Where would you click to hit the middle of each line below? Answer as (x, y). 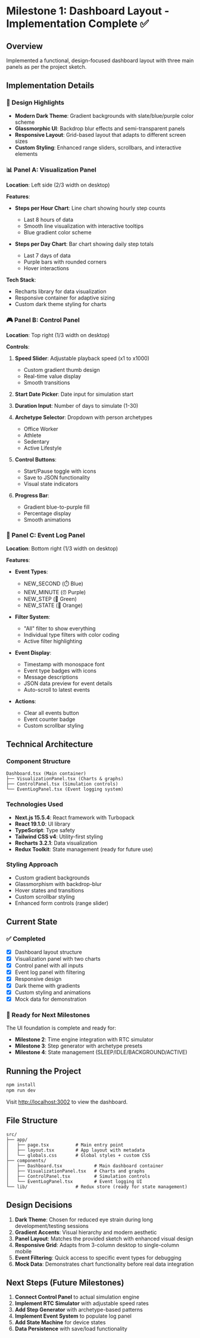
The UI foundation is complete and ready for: (61, 1028)
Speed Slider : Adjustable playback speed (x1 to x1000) (82, 358)
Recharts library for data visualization (60, 291)
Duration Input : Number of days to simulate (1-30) (76, 406)
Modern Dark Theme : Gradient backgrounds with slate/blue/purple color (104, 115)
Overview (25, 46)
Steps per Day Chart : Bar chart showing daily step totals (84, 244)
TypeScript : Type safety (45, 830)
